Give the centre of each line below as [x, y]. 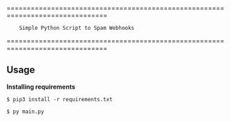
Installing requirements [41, 87]
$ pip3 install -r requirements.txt [59, 99]
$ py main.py [25, 112]
